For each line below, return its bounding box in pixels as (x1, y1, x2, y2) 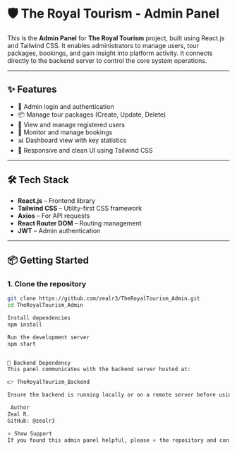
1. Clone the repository (7, 279, 87, 288)
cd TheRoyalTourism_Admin (7, 302, 83, 309)
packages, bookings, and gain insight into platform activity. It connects (7, 49, 213, 57)
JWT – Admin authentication (17, 226, 101, 235)
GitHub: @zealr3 (7, 417, 55, 424)
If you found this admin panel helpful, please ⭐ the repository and (7, 436, 217, 444)
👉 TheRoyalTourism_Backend (7, 379, 90, 386)
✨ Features (7, 83, 57, 95)
